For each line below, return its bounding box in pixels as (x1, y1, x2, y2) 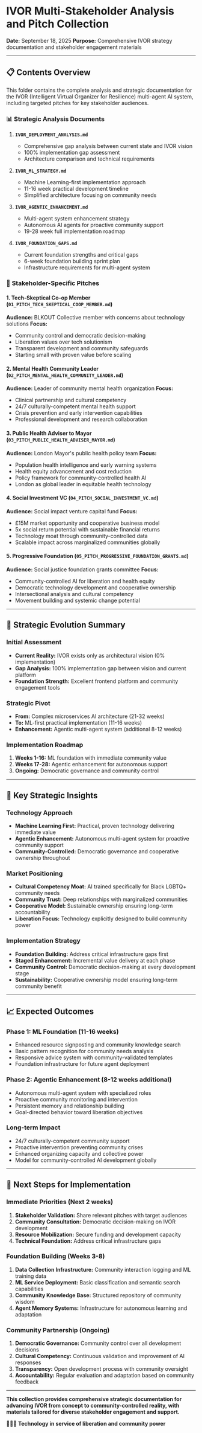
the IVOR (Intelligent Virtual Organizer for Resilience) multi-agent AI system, (6, 92, 194, 100)
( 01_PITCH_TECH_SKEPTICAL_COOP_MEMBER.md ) (6, 300, 113, 307)
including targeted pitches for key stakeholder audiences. (6, 99, 149, 106)
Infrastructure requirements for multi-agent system (23, 264, 150, 271)
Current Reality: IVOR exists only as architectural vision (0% (14, 652, 165, 659)
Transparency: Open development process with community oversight (14, 1365, 188, 1373)
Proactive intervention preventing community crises (14, 1143, 143, 1151)
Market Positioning (6, 869, 63, 877)
